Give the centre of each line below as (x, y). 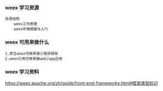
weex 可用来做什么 (27, 42)
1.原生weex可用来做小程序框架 (32, 53)
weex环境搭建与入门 (31, 29)
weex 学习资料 (22, 72)
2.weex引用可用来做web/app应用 (34, 59)
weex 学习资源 (22, 7)
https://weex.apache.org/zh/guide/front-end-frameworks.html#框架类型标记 (81, 83)
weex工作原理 (26, 24)
